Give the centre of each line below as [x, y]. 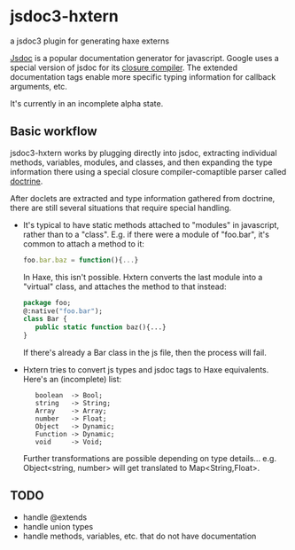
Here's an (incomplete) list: [72, 379]
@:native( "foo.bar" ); [62, 311]
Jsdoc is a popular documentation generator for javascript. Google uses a [145, 58]
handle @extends [55, 517]
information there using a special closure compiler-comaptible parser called [148, 171]
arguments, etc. [39, 86]
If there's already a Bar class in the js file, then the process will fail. [144, 353]
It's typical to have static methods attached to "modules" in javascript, [151, 224]
